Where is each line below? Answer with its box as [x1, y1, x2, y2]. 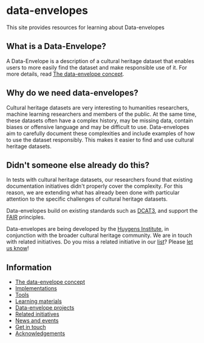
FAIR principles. [6, 213, 46, 221]
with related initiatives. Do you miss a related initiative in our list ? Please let [6, 238, 193, 245]
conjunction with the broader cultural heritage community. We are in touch [6, 231, 192, 239]
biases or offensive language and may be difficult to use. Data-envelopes [6, 123, 189, 130]
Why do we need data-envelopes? [6, 88, 138, 98]
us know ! [6, 245, 29, 252]
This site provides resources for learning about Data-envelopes [6, 24, 165, 31]
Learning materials [15, 298, 62, 305]
